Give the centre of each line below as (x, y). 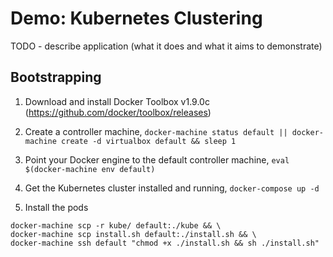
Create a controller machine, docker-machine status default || (156, 131)
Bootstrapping (56, 77)
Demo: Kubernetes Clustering (136, 18)
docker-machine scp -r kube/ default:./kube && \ (116, 225)
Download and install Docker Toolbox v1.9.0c (117, 101)
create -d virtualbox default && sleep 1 (149, 141)
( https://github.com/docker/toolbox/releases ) (118, 112)
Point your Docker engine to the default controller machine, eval (157, 159)
